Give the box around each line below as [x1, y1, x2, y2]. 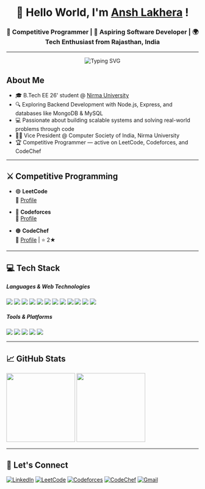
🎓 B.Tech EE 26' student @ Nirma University [15, 92, 129, 99]
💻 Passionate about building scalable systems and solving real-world [15, 116, 190, 124]
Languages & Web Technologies [6, 283, 90, 290]
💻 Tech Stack [6, 263, 60, 273]
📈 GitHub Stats [6, 353, 66, 364]
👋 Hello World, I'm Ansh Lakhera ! [16, 6, 189, 20]
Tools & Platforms [6, 313, 53, 321]
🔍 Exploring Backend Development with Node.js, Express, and [15, 101, 173, 108]
